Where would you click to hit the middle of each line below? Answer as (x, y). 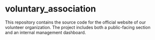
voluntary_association (50, 9)
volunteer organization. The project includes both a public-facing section (78, 27)
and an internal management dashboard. (46, 32)
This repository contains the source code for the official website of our (76, 22)
